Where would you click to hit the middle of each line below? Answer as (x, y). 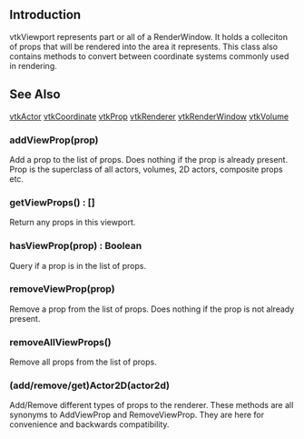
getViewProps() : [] (52, 202)
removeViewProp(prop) (62, 289)
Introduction (45, 15)
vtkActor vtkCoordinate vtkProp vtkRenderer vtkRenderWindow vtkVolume (149, 116)
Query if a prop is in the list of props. (78, 265)
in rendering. (33, 65)
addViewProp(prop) (54, 140)
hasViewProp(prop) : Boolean (76, 246)
